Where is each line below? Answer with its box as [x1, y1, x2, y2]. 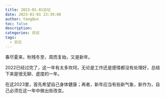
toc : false [5, 21, 28, 26]
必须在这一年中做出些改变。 [9, 88, 66, 94]
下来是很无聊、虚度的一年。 [5, 71, 62, 77]
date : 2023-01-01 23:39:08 [5, 12, 61, 17]
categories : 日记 [5, 30, 40, 35]
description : [5, 26, 32, 31]
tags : [5, 35, 16, 40]
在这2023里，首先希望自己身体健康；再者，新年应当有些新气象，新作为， [5, 81, 156, 87]
